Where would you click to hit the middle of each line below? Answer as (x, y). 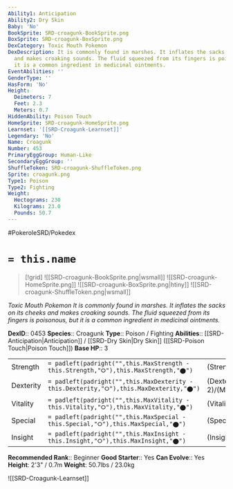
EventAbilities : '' (36, 71)
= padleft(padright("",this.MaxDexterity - (121, 382)
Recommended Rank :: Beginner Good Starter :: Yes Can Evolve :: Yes (106, 457)
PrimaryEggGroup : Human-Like (50, 155)
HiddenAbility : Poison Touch (50, 116)
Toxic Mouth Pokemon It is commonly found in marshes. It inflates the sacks (117, 305)
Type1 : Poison (28, 181)
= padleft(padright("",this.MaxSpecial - (117, 417)
